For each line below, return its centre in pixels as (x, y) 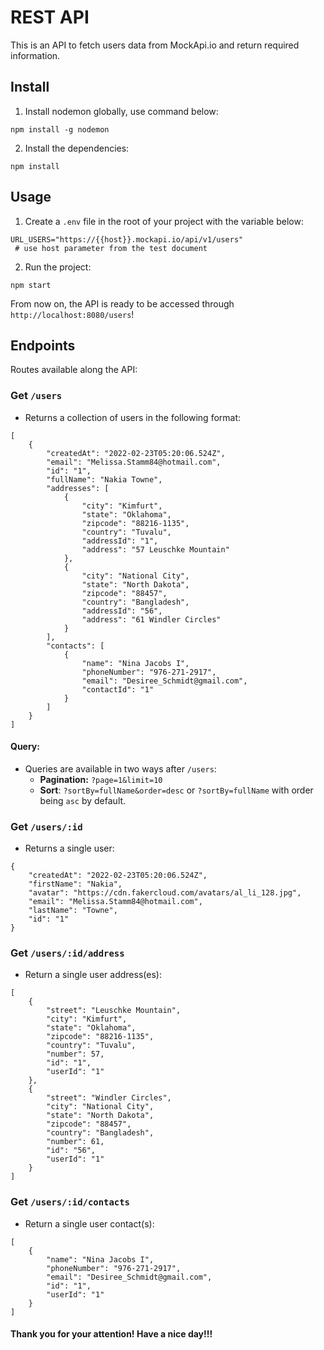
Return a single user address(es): (93, 975)
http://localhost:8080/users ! (72, 314)
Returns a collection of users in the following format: (133, 417)
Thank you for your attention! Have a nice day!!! (111, 1334)
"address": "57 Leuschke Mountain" (155, 549)
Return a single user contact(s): (89, 1223)
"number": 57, (75, 1054)
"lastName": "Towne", (73, 911)
